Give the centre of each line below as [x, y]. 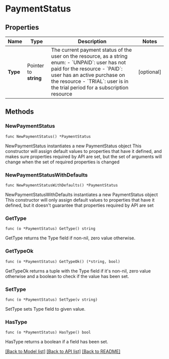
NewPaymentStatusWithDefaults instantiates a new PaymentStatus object [82, 195]
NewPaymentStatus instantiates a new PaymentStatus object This [73, 146]
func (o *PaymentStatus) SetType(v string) [52, 300]
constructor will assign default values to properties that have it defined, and [83, 151]
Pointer [35, 66]
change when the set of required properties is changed [62, 162]
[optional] [150, 72]
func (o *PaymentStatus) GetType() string [50, 229]
